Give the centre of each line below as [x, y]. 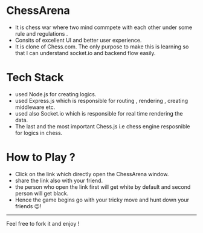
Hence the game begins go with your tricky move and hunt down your [102, 200]
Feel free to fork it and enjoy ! [43, 223]
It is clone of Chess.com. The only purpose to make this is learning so [102, 47]
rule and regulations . [41, 33]
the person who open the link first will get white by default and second [103, 187]
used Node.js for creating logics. [56, 94]
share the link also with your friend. [59, 180]
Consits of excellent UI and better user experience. [78, 40]
